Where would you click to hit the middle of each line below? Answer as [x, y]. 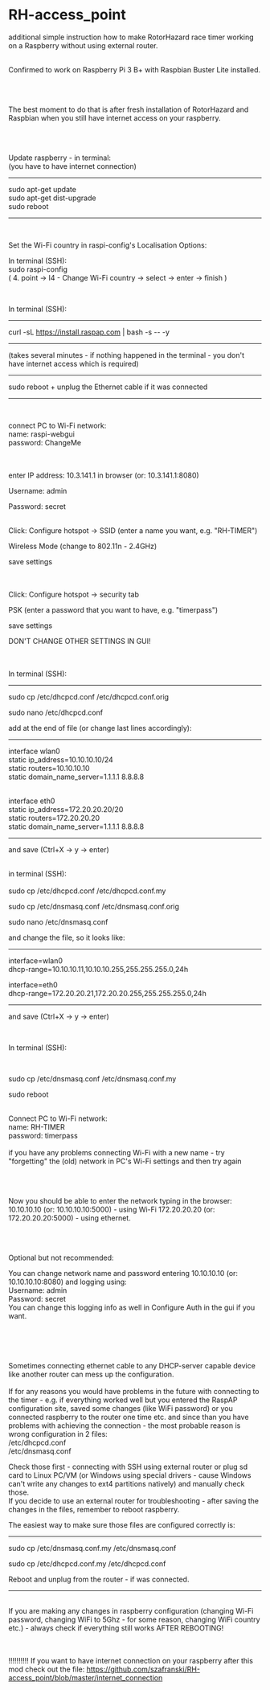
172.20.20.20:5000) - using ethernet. [70, 1218]
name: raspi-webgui [41, 434]
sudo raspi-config [38, 269]
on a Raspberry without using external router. [83, 45]
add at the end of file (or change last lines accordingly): [100, 728]
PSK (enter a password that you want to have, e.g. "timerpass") [113, 609]
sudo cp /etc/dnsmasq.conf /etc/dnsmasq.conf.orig [94, 906]
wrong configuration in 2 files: [58, 1434]
